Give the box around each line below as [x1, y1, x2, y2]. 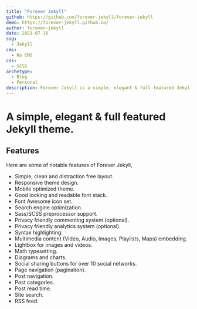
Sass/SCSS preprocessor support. [14, 210, 98, 217]
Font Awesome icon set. [14, 198, 73, 205]
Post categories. [14, 279, 55, 286]
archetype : [6, 69, 33, 74]
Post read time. [14, 285, 52, 292]
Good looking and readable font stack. [14, 191, 107, 198]
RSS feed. [14, 297, 39, 304]
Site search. [14, 291, 44, 298]
